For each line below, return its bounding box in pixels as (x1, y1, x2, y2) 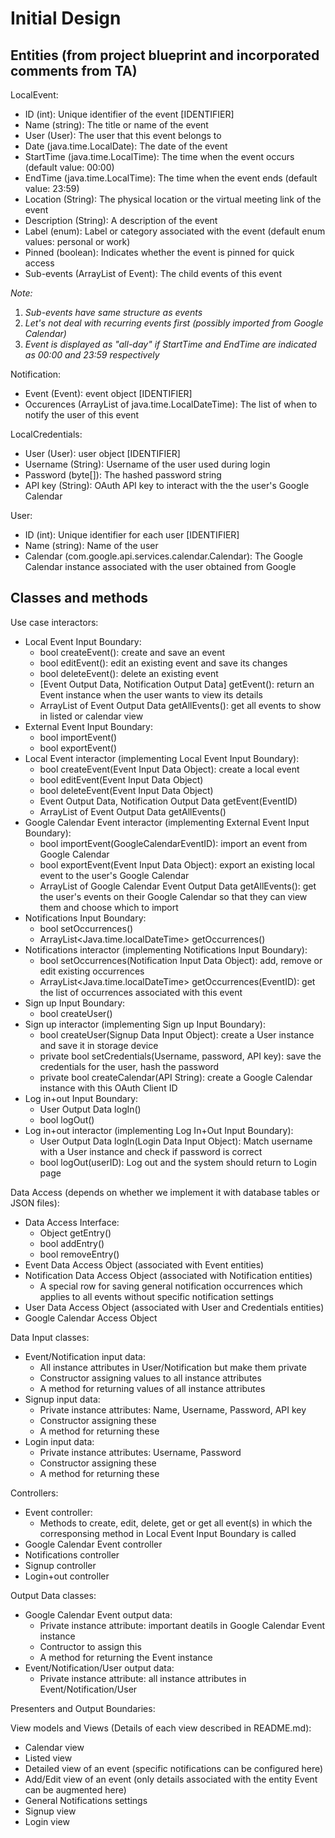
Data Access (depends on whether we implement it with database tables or (10, 1186, 320, 1198)
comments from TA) (10, 62, 138, 79)
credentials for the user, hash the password (39, 1060, 220, 1072)
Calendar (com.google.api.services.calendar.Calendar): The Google (24, 550, 303, 562)
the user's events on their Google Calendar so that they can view (39, 890, 308, 902)
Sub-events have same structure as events (24, 307, 203, 318)
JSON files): (10, 1197, 60, 1209)
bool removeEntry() (39, 1248, 120, 1260)
